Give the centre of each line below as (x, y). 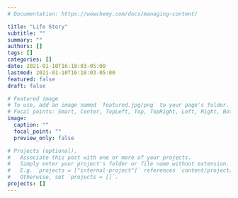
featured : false (31, 79)
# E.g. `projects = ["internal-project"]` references (91, 170)
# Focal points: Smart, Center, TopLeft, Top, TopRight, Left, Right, (114, 112)
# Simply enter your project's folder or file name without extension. (119, 164)
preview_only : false (44, 138)
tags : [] (20, 53)
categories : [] (30, 60)
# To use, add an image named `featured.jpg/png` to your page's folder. (119, 105)
